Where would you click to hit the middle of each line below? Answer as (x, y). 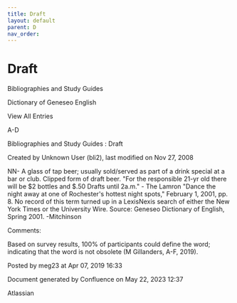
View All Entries (30, 116)
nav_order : (23, 34)
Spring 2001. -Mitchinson (44, 217)
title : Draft (27, 14)
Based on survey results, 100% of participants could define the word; (109, 244)
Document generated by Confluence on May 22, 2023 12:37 (95, 280)
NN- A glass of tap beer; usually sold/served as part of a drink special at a (116, 171)
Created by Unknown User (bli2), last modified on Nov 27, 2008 (100, 158)
